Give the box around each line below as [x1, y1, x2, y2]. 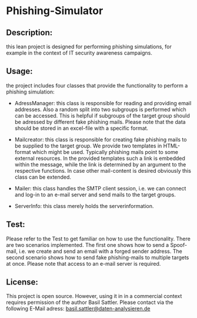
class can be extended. [14, 173, 72, 180]
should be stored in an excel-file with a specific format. [14, 125, 149, 132]
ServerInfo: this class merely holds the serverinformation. [14, 202, 154, 209]
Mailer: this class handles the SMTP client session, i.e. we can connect [14, 185, 186, 192]
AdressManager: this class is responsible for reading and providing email [14, 99, 192, 106]
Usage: [6, 66, 34, 76]
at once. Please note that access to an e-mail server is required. [6, 260, 161, 267]
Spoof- [170, 241, 187, 248]
